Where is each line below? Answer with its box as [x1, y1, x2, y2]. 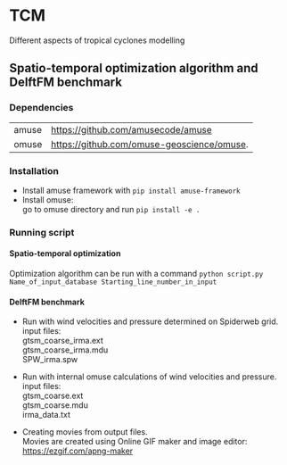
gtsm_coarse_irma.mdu [21, 345, 109, 355]
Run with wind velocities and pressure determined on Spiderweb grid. [21, 316, 279, 327]
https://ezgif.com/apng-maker [21, 445, 134, 456]
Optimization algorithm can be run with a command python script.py [9, 269, 264, 279]
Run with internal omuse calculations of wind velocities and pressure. [21, 371, 277, 382]
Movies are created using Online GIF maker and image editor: [21, 436, 248, 447]
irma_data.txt [21, 410, 71, 420]
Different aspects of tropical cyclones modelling [9, 35, 185, 46]
